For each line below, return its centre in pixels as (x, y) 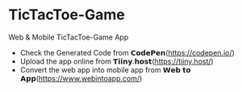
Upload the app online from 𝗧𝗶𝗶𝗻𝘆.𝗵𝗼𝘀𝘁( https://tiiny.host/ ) (117, 61)
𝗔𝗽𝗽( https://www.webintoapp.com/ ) (81, 78)
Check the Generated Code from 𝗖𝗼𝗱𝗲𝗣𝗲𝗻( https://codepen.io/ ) (127, 52)
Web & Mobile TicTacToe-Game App (69, 37)
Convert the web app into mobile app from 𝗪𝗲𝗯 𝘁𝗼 (105, 69)
